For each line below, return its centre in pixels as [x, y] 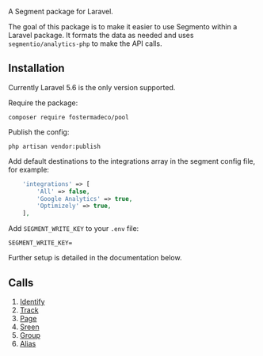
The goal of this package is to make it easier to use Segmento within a [123, 27]
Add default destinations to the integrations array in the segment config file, [132, 161]
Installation [36, 68]
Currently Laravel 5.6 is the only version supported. [92, 87]
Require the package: [43, 103]
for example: [29, 169]
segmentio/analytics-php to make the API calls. [85, 44]
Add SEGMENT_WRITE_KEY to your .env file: [74, 229]
